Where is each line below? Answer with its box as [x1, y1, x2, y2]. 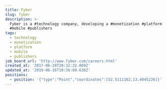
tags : [5, 30, 16, 35]
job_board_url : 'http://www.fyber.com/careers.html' [5, 58, 117, 63]
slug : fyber [5, 12, 30, 17]
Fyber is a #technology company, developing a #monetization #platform [9, 21, 162, 26]
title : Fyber [5, 7, 32, 12]
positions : [5, 72, 28, 77]
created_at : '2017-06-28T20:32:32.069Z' [5, 63, 91, 68]
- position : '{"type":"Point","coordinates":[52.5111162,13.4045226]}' [9, 77, 162, 82]
